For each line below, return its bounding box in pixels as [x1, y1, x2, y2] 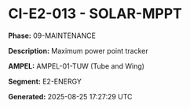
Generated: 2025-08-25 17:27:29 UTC [8, 91, 133, 101]
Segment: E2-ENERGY [8, 76, 82, 86]
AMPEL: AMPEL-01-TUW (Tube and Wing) [8, 61, 145, 71]
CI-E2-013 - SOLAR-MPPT [8, 5, 182, 23]
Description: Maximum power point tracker [8, 46, 148, 55]
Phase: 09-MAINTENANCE [8, 31, 97, 40]
